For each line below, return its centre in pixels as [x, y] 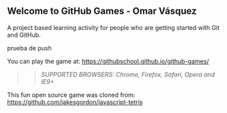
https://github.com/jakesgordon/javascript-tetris [75, 102]
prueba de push [29, 48]
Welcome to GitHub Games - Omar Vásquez [102, 11]
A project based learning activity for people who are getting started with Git [113, 27]
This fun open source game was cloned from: [71, 95]
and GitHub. [24, 35]
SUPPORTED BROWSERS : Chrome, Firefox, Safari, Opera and [128, 74]
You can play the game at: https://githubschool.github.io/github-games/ [108, 61]
